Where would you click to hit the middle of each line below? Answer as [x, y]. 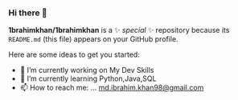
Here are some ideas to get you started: [74, 54]
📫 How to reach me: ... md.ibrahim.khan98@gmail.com [112, 88]
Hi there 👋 [28, 13]
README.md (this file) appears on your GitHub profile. [93, 39]
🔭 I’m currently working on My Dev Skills [87, 70]
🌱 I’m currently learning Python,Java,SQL [88, 78]
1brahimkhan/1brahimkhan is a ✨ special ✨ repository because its [119, 30]
